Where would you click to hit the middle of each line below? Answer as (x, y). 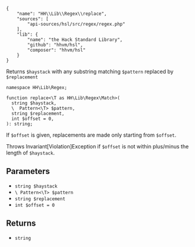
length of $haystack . (30, 153)
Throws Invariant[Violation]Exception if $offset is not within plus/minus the (97, 146)
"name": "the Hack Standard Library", (75, 40)
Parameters (28, 171)
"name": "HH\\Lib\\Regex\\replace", (62, 14)
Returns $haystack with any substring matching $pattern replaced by (90, 72)
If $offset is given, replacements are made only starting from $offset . (91, 135)
